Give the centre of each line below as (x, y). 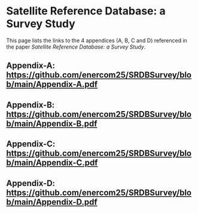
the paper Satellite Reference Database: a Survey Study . (76, 47)
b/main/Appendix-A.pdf (52, 84)
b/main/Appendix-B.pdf (52, 123)
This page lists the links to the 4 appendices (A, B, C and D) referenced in (97, 40)
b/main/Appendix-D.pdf (52, 202)
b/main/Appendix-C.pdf (52, 163)
